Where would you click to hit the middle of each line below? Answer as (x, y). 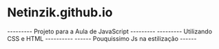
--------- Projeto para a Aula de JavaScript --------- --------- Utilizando (109, 31)
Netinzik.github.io (60, 13)
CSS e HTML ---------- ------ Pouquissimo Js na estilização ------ (102, 38)
